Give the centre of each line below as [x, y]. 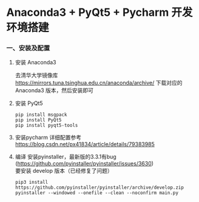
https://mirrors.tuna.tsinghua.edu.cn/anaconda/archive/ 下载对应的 [99, 83]
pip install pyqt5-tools [46, 126]
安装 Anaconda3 [35, 62]
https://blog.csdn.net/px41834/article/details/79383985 [85, 144]
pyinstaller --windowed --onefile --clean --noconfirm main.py [97, 193]
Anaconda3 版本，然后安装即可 [54, 90]
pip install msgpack [41, 115]
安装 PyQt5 [29, 103]
